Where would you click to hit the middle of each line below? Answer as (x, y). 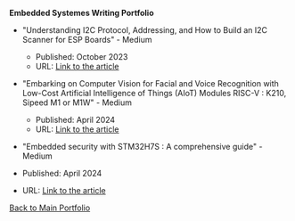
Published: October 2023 (82, 57)
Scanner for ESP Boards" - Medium (87, 40)
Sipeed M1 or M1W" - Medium (77, 102)
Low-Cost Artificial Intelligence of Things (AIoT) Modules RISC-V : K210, (154, 93)
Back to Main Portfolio (50, 208)
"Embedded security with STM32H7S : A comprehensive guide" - (142, 147)
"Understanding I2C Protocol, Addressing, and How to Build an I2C (145, 30)
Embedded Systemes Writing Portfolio (82, 13)
